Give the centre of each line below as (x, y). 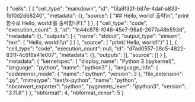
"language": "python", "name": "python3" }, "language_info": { (82, 67)
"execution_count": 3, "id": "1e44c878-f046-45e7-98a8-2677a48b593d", (96, 30)
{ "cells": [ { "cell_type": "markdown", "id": (58, 9)
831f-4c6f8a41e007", (32, 55)
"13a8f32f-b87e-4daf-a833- (145, 9)
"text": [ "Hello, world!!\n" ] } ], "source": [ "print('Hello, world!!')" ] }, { (92, 42)
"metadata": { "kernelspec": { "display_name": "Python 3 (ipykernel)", (91, 61)
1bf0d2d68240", (26, 15)
